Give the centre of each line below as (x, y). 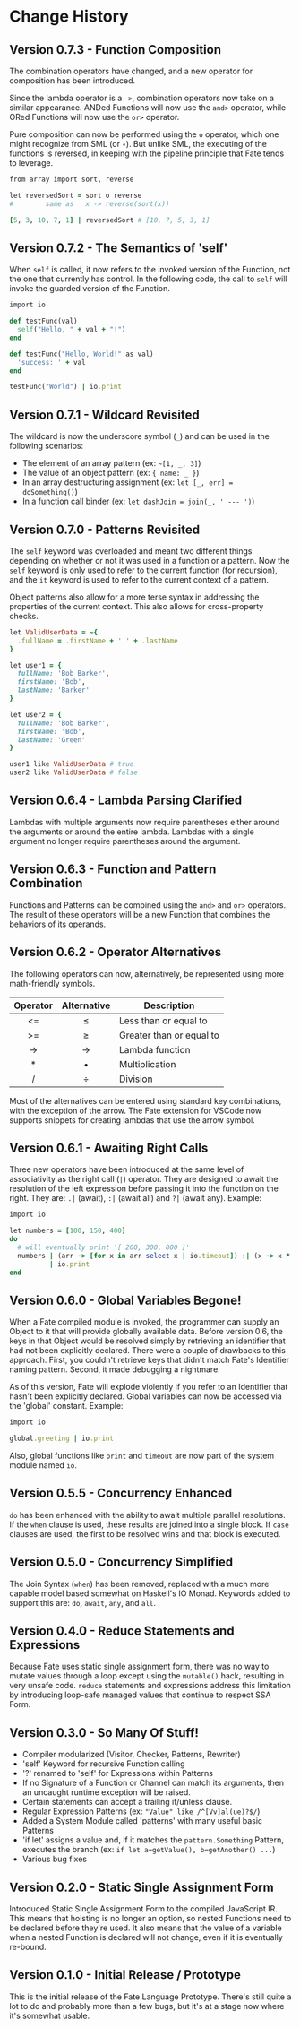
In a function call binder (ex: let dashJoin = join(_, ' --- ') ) (138, 501)
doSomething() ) (50, 492)
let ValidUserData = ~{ (54, 632)
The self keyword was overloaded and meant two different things (131, 551)
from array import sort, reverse (72, 179)
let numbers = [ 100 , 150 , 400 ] (68, 1231)
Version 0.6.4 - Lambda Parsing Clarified (126, 801)
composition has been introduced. (73, 81)
